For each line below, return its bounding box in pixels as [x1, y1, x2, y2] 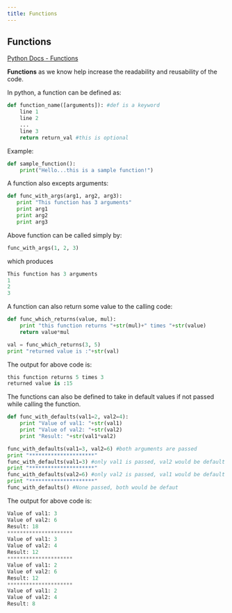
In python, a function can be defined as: [7, 88, 122, 97]
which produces [7, 257, 53, 265]
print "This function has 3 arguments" [16, 199, 132, 206]
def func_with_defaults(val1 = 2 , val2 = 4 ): [7, 414, 129, 421]
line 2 [19, 115, 39, 122]
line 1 [19, 108, 39, 115]
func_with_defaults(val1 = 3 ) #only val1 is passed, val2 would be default [7, 458, 226, 465]
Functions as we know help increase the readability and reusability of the [7, 67, 217, 76]
